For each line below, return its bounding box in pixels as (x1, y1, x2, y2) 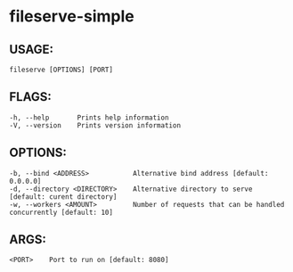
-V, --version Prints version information (9, 120, 181, 130)
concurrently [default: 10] (9, 208, 114, 217)
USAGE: (9, 42, 54, 57)
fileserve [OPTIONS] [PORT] (9, 65, 114, 74)
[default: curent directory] (9, 192, 118, 202)
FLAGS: (9, 89, 52, 104)
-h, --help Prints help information (9, 113, 169, 122)
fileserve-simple (9, 6, 135, 27)
